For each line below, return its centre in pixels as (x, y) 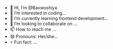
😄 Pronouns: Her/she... (34, 36)
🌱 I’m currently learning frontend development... (59, 18)
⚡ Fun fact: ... (23, 42)
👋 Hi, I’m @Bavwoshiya (33, 8)
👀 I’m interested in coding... (38, 13)
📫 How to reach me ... (33, 29)
